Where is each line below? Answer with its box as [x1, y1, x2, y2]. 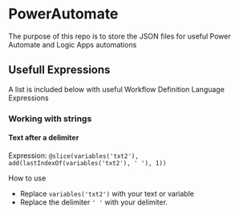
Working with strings [8, 113, 92, 124]
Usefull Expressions [8, 63, 111, 77]
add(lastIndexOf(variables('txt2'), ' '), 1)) [8, 159, 167, 167]
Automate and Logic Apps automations [8, 39, 137, 49]
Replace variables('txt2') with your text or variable [19, 189, 195, 198]
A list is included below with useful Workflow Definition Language [8, 84, 225, 94]
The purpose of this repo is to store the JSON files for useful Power [8, 31, 231, 41]
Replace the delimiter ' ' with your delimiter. [19, 197, 168, 207]
